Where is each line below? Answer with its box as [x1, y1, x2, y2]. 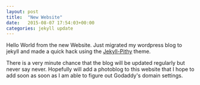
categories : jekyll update [6, 25, 73, 32]
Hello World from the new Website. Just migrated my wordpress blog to [6, 42, 183, 49]
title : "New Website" [6, 14, 63, 20]
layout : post [6, 8, 39, 15]
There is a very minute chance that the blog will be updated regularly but [6, 59, 185, 67]
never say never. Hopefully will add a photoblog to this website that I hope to [6, 66, 195, 73]
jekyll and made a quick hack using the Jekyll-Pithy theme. [6, 48, 151, 55]
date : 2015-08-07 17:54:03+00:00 [6, 20, 95, 26]
